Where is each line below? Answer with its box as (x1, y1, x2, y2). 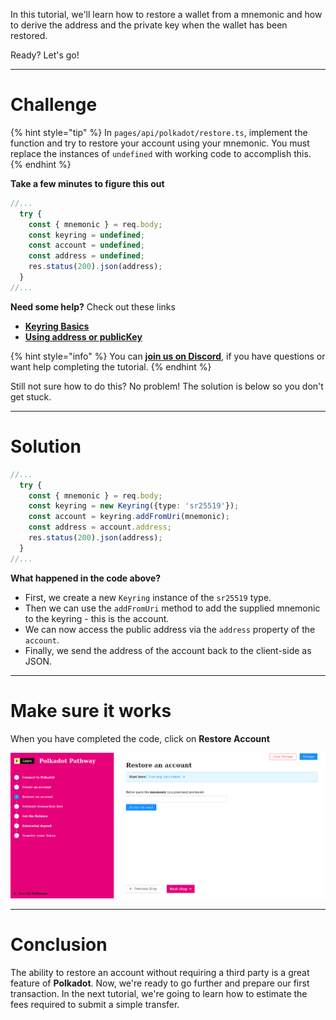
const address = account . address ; (28, 522, 172, 533)
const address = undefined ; (28, 251, 145, 261)
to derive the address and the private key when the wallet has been (10, 19, 288, 31)
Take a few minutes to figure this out (10, 177, 165, 189)
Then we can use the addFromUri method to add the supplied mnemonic (24, 602, 321, 614)
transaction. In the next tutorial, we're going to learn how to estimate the (10, 987, 308, 999)
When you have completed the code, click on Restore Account (10, 732, 270, 744)
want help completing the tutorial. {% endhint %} (10, 360, 212, 373)
